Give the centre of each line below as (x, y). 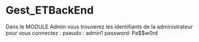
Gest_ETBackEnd (50, 10)
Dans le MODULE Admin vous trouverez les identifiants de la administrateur (99, 27)
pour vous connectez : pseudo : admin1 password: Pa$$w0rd (82, 33)
